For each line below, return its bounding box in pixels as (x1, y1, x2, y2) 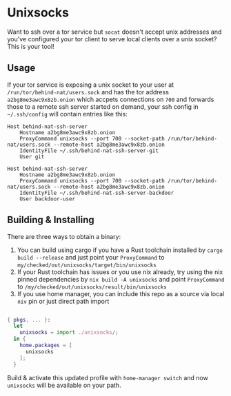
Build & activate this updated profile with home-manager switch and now (7, 373, 208, 382)
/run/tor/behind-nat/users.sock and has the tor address (7, 87, 169, 96)
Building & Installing (7, 214, 94, 226)
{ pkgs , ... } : (7, 316, 51, 323)
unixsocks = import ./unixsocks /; (19, 329, 119, 336)
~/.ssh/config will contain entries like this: (7, 110, 128, 118)
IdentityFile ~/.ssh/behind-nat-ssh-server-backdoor (19, 189, 174, 196)
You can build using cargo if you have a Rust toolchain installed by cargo (17, 246, 223, 254)
